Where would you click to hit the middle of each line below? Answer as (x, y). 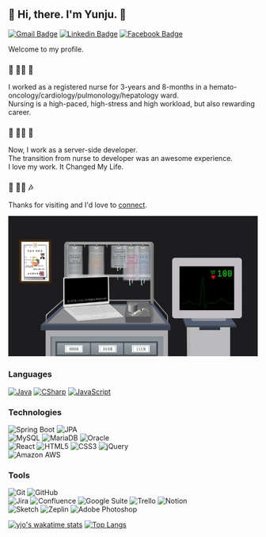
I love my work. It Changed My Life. (66, 167)
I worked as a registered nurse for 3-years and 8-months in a (108, 87)
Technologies (35, 412)
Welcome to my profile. (46, 49)
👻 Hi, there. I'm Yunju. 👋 (67, 15)
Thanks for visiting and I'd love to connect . (78, 205)
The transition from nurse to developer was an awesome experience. (121, 159)
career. (20, 113)
